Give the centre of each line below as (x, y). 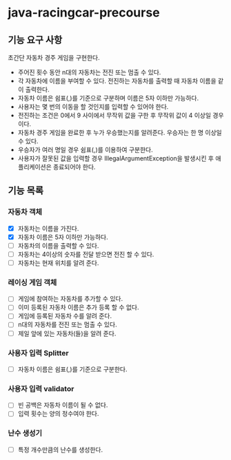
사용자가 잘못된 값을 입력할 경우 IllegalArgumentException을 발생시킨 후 (116, 158)
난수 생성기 (25, 433)
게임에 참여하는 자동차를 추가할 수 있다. (70, 299)
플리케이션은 (35, 167)
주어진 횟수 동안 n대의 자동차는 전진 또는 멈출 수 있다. (89, 72)
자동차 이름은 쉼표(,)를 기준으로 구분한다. (72, 369)
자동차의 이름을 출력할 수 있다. (58, 245)
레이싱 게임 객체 (32, 282)
